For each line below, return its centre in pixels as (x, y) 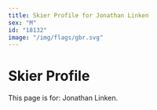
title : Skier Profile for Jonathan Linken (78, 15)
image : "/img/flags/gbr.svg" (56, 37)
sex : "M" (22, 23)
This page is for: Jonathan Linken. (63, 98)
